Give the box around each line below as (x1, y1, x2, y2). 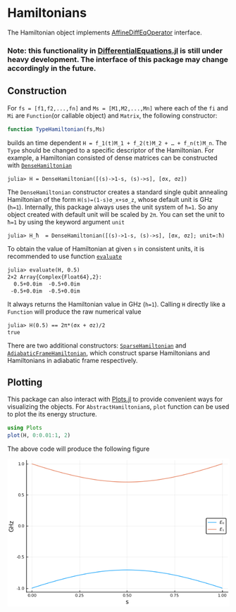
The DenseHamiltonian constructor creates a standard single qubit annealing (7, 188, 228, 196)
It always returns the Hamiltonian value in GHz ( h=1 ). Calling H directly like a (7, 300, 225, 308)
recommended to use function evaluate (7, 252, 122, 260)
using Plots (7, 424, 42, 432)
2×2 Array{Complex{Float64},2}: (7, 273, 102, 281)
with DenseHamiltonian (7, 160, 73, 170)
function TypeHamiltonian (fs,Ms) (7, 125, 106, 133)
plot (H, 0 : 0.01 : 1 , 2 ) (7, 432, 71, 439)
